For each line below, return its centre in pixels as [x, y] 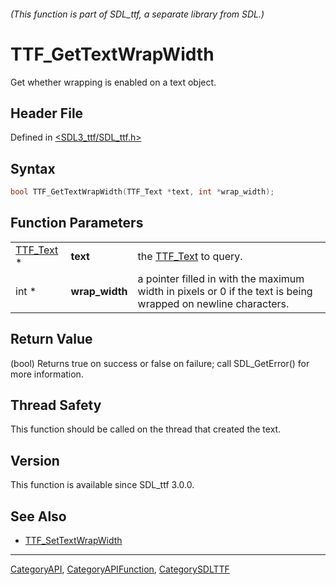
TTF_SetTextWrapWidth [73, 541]
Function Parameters [77, 223]
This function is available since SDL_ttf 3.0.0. [102, 485]
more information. [47, 374]
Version [35, 460]
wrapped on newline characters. [213, 303]
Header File [47, 113]
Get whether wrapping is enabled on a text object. [113, 82]
